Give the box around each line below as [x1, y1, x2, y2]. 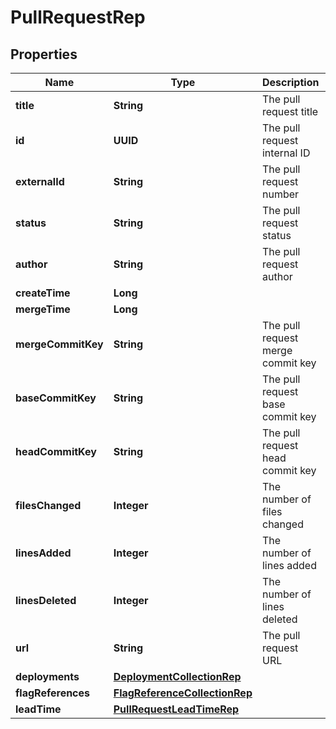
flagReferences [15, 686, 91, 700]
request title [261, 105, 319, 118]
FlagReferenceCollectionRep [113, 686, 253, 700]
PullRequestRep [10, 6, 146, 29]
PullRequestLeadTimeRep [113, 702, 240, 716]
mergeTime [15, 302, 71, 316]
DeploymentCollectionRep [113, 670, 242, 683]
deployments [15, 670, 80, 683]
